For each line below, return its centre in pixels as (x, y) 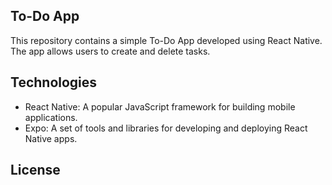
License (35, 170)
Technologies (54, 82)
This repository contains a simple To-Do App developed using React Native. (166, 40)
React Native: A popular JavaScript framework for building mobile (160, 106)
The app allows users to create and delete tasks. (110, 51)
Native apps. (51, 138)
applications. (51, 117)
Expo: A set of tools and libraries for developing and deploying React (166, 128)
